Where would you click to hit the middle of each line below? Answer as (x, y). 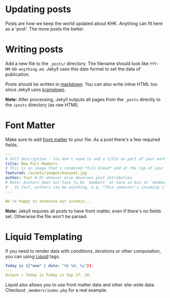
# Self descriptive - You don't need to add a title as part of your (80, 159)
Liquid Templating (44, 237)
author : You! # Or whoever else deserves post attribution (69, 178)
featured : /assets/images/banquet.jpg (46, 173)
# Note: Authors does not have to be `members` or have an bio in (77, 183)
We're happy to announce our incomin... (49, 201)
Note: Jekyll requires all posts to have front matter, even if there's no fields (83, 211)
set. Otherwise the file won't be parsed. (46, 216)
